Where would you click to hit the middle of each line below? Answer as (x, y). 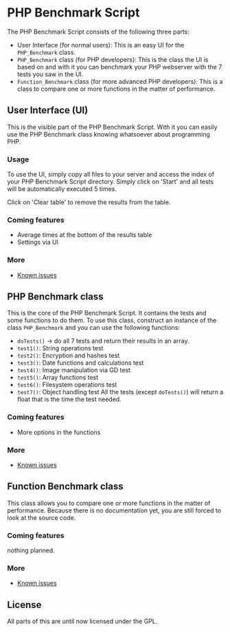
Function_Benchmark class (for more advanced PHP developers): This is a (120, 81)
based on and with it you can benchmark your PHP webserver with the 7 (119, 67)
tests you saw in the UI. (50, 74)
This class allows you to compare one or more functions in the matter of (109, 503)
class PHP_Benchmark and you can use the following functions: (94, 328)
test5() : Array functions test (58, 377)
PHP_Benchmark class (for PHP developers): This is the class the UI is (113, 59)
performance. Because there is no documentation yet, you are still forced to (114, 510)
